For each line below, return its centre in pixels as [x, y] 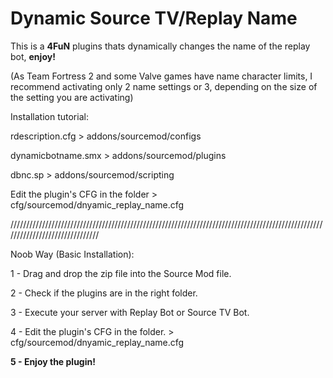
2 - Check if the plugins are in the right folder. [104, 293]
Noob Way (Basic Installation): [72, 254]
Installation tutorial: [49, 116]
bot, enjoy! [33, 56]
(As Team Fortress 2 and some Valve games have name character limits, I [161, 76]
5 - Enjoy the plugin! [53, 361]
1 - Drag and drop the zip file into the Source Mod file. [121, 273]
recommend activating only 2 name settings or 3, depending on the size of [164, 86]
